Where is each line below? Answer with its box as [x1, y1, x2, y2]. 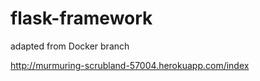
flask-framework [10, 7, 153, 30]
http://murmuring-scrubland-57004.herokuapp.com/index [10, 59, 250, 71]
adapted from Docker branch [10, 40, 130, 52]
